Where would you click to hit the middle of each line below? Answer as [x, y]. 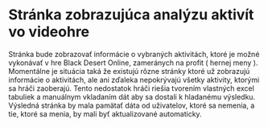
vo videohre [49, 32]
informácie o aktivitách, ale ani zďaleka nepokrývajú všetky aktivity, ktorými [134, 80]
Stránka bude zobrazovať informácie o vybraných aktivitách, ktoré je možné [134, 54]
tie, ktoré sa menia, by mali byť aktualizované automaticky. [105, 113]
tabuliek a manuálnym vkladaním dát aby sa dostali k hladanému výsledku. [132, 96]
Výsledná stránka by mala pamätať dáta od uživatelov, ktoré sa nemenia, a [132, 105]
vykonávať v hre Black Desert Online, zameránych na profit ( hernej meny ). [133, 63]
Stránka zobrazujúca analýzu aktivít [131, 15]
